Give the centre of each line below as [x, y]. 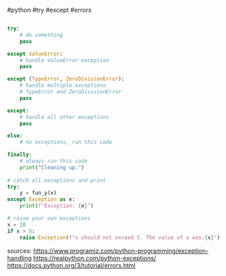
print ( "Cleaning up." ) [52, 167]
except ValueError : [35, 54]
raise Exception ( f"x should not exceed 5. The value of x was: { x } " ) [120, 237]
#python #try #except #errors [49, 10]
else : [15, 136]
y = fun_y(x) [38, 193]
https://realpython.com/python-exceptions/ [95, 258]
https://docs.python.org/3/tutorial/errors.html [71, 265]
